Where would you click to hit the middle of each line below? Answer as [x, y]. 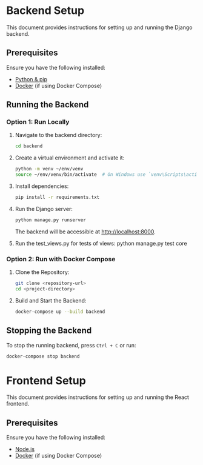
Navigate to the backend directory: [58, 135]
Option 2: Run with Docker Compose [61, 259]
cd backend [29, 146]
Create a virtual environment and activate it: [70, 158]
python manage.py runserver [50, 220]
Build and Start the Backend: [51, 300]
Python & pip [31, 79]
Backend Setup [45, 11]
